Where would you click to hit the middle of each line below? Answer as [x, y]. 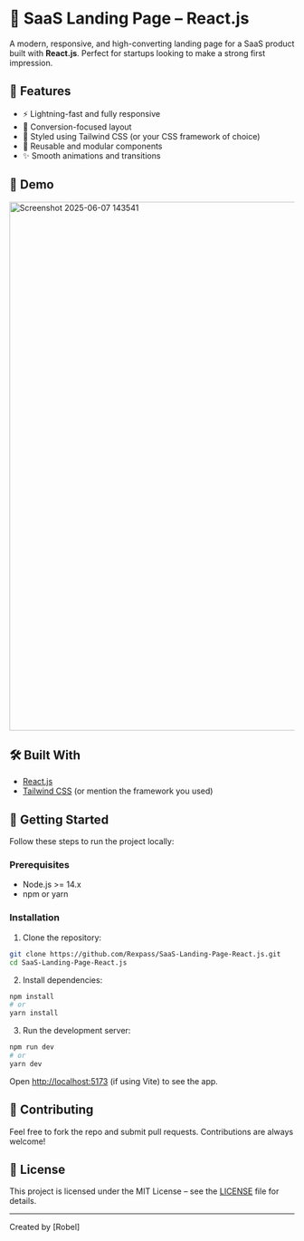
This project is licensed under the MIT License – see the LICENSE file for [144, 1191]
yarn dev [26, 1063]
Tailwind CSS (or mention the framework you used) [118, 791]
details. [23, 1201]
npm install [32, 996]
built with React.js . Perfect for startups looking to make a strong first [137, 53]
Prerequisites [39, 865]
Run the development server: [76, 1031]
